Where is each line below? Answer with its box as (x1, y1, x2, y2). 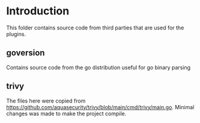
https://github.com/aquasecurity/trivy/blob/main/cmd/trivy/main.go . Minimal (6, 103, 195, 110)
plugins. (6, 30, 26, 37)
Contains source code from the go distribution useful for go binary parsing (6, 64, 191, 71)
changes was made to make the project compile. (6, 110, 127, 117)
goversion (6, 48, 45, 58)
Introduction (6, 4, 70, 18)
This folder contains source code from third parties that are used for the (6, 24, 184, 31)
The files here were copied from (6, 97, 86, 104)
